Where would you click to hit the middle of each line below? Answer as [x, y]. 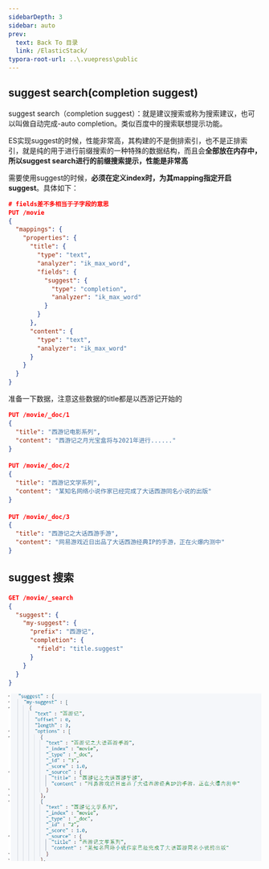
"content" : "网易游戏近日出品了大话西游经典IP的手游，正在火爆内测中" [120, 542]
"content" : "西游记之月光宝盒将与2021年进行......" [96, 440]
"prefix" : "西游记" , [62, 632]
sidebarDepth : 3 [35, 17]
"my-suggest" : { [50, 624]
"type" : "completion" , [89, 289]
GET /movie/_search [41, 598]
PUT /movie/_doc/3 [39, 517]
